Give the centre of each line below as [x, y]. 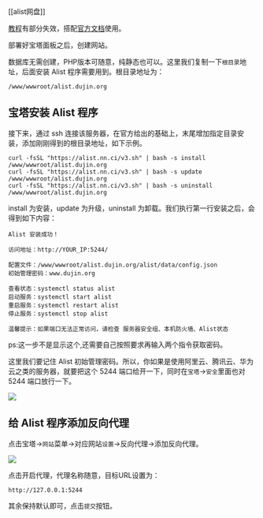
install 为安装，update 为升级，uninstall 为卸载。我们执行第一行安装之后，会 [131, 208]
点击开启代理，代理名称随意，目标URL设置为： [84, 475]
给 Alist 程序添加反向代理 [69, 423]
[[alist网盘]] [27, 11]
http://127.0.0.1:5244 [45, 490]
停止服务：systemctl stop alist [58, 314]
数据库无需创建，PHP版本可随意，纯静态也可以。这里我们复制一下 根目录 [124, 62]
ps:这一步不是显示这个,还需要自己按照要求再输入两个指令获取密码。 [118, 345]
